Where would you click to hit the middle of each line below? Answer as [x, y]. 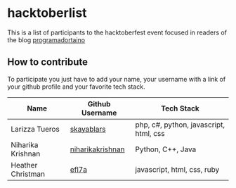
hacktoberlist [47, 13]
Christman [28, 174]
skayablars [88, 129]
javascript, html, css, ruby [177, 169]
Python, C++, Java [166, 149]
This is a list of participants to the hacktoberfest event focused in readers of [117, 32]
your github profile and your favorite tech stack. [76, 87]
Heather [24, 165]
